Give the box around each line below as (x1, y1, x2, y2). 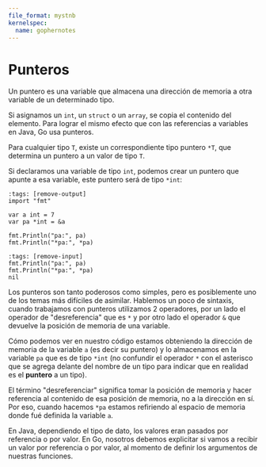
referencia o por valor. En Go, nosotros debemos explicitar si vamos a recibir (8, 434, 258, 444)
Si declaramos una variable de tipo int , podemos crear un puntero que (8, 167, 239, 176)
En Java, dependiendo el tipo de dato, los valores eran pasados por (8, 426, 229, 436)
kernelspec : (8, 19, 47, 27)
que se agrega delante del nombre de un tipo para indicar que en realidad (8, 362, 249, 371)
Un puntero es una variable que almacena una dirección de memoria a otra (8, 86, 253, 96)
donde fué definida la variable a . (8, 411, 113, 420)
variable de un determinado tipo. (8, 95, 115, 105)
